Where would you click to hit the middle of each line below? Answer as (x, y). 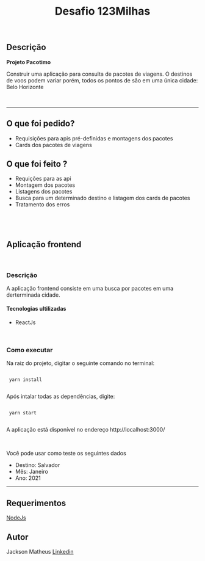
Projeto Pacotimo (29, 62)
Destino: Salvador (38, 465)
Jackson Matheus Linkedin (40, 552)
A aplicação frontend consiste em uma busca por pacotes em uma (90, 288)
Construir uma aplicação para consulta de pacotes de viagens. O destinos (99, 74)
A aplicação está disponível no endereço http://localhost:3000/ (86, 430)
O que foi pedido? (41, 124)
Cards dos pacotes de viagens (54, 145)
